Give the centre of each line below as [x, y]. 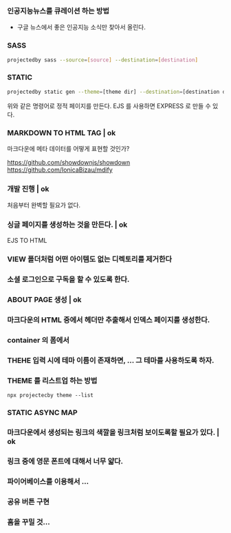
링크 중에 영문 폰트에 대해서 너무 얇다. [65, 461]
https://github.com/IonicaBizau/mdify [60, 170]
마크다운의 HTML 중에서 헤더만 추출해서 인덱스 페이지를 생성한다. [109, 320]
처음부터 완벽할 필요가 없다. [44, 205]
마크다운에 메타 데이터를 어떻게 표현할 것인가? [68, 148]
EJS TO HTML [27, 240]
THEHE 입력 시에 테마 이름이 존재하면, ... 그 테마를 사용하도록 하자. [111, 361]
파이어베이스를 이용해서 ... [48, 482]
